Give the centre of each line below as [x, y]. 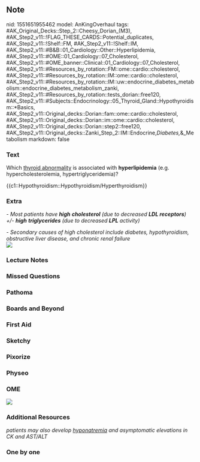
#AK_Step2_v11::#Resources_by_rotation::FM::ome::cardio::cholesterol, [93, 69]
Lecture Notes [27, 260]
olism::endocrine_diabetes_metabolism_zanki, [63, 88]
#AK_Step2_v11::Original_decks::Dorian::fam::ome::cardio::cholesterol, [92, 113]
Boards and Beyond [35, 308]
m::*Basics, [21, 107]
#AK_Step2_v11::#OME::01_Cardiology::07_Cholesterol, [72, 56]
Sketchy [19, 340]
